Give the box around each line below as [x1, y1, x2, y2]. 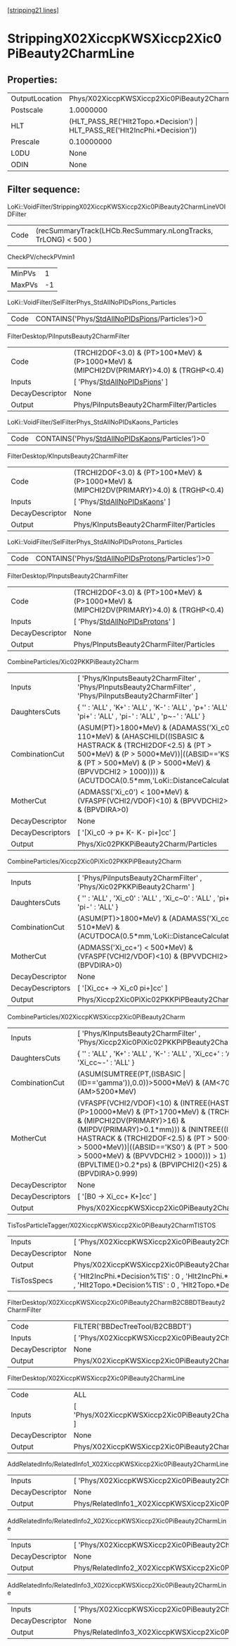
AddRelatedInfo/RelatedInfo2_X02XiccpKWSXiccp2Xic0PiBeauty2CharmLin [7, 1516, 227, 1525]
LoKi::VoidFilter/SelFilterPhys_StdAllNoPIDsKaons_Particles [7, 417, 179, 426]
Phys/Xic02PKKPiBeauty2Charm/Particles [77, 839, 218, 849]
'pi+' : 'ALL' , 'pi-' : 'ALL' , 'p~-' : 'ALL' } [77, 711, 205, 721]
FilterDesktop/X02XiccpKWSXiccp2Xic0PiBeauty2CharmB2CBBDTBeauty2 [7, 1298, 226, 1306]
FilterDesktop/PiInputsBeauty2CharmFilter [7, 331, 130, 340]
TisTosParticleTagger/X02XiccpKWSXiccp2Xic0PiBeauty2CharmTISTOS [7, 1221, 216, 1229]
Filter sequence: [7, 183, 81, 196]
